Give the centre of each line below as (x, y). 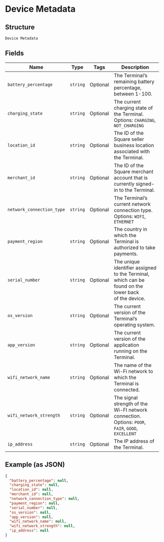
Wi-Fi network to (133, 371)
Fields (15, 53)
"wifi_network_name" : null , (38, 521)
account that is (131, 177)
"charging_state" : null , (35, 485)
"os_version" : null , (30, 512)
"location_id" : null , (31, 490)
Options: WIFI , (130, 216)
